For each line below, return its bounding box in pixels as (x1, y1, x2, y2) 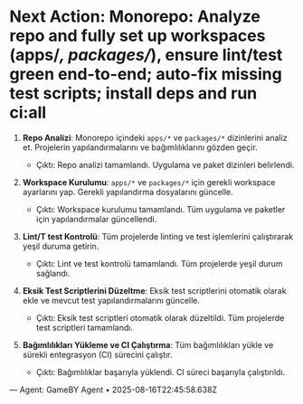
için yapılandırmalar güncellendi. (35, 213, 157, 224)
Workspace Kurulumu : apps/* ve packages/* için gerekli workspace (22, 176, 276, 187)
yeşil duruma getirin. (22, 240, 99, 251)
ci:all (9, 102, 47, 123)
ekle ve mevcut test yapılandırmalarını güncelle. (22, 295, 201, 305)
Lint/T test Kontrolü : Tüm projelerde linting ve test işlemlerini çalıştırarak (22, 230, 294, 241)
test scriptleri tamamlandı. (35, 322, 134, 333)
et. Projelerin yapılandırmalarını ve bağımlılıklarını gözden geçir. (22, 142, 258, 153)
